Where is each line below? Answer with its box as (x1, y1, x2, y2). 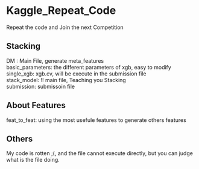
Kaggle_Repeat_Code (6, 4, 116, 18)
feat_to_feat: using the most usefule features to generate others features (6, 116, 187, 124)
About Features (6, 100, 66, 110)
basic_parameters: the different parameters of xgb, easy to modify (6, 63, 172, 71)
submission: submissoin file (6, 83, 75, 90)
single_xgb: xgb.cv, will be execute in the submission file (6, 70, 147, 77)
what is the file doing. (6, 156, 60, 164)
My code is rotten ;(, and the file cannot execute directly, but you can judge (6, 150, 193, 157)
